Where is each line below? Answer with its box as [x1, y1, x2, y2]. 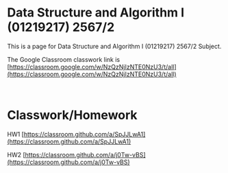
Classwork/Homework [7, 108, 138, 123]
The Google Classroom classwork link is [7, 55, 121, 63]
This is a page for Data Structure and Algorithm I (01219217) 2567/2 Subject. [7, 42, 222, 50]
